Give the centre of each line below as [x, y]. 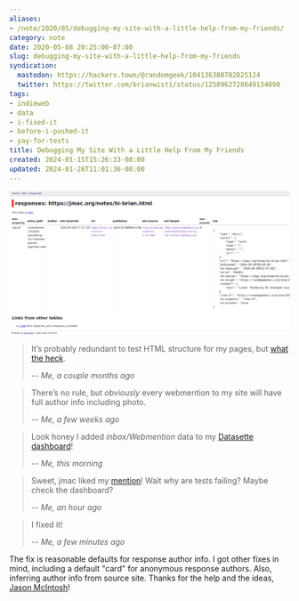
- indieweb [29, 103]
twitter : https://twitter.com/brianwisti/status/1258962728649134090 [149, 85]
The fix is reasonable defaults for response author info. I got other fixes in [144, 559]
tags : [19, 93]
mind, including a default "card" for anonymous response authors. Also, [141, 569]
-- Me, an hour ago [66, 508]
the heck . [48, 358]
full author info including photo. [89, 402]
